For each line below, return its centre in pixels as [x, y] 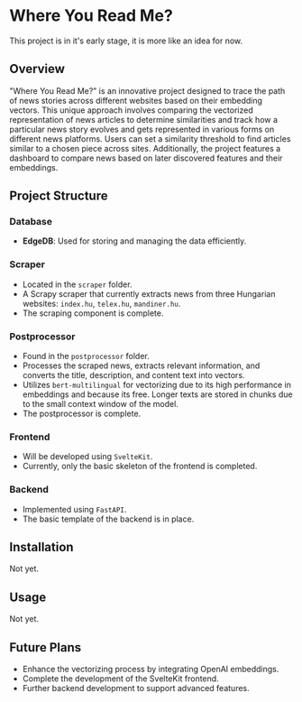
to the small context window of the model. [100, 404]
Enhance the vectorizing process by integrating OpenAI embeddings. [151, 670]
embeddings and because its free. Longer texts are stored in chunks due [157, 394]
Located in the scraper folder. [77, 284]
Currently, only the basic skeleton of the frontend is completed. [140, 466]
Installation [41, 547]
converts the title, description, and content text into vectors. [133, 375]
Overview [37, 69]
